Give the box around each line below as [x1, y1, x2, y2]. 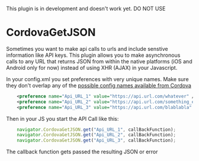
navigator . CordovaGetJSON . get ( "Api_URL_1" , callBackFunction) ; [17, 127, 176, 133]
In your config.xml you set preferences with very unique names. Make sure [6, 75, 189, 82]
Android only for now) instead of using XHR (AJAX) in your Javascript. [6, 64, 178, 71]
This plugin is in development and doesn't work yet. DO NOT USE [6, 5, 166, 12]
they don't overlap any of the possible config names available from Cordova [6, 82, 191, 89]
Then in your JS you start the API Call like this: [6, 115, 119, 122]
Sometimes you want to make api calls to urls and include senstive [6, 45, 168, 52]
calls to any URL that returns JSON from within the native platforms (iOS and [6, 57, 192, 65]
